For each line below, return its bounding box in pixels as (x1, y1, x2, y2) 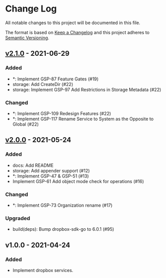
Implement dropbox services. (12, 267, 73, 273)
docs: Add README (12, 162, 54, 168)
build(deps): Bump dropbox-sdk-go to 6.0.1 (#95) (12, 226, 114, 232)
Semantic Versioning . (5, 35, 49, 41)
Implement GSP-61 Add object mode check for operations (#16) (12, 178, 144, 184)
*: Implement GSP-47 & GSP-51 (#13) (12, 173, 89, 179)
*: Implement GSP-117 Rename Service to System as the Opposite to (12, 116, 154, 122)
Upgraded (5, 215, 30, 222)
